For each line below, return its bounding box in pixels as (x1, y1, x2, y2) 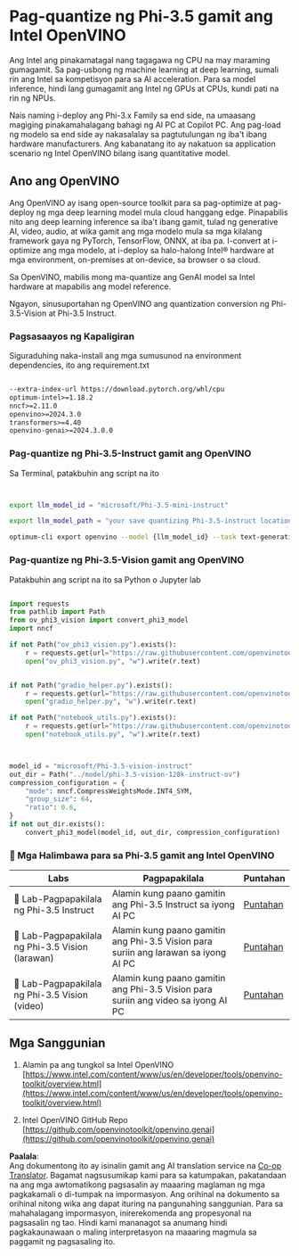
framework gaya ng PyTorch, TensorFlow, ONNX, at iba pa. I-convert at (9, 235, 271, 246)
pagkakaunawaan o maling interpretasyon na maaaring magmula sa (9, 1227, 257, 1237)
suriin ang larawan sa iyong (111, 946, 227, 959)
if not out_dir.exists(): (9, 820, 105, 829)
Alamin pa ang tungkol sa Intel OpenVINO (21, 1059, 174, 1070)
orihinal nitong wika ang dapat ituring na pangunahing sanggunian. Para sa (9, 1198, 284, 1209)
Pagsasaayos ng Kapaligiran (9, 330, 135, 343)
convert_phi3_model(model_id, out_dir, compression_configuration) (25, 828, 280, 837)
